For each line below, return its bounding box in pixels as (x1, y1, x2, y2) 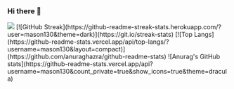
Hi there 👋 (7, 6, 42, 16)
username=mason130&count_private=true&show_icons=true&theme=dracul (7, 67, 227, 76)
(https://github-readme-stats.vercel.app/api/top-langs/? (7, 38, 170, 46)
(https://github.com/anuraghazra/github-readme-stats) (7, 52, 167, 61)
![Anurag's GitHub (167, 52, 221, 61)
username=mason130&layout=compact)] (7, 45, 126, 54)
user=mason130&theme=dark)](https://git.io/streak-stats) (7, 31, 174, 39)
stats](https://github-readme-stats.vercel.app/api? (7, 60, 153, 68)
